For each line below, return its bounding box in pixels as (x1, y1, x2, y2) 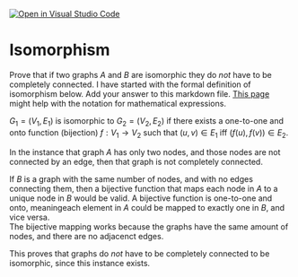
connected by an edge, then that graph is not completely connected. (9, 156, 263, 167)
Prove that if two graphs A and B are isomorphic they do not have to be (9, 69, 272, 80)
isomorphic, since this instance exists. (9, 257, 151, 268)
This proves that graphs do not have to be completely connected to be (9, 247, 270, 259)
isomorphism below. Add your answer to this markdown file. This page (9, 88, 270, 99)
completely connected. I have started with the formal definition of (9, 79, 251, 90)
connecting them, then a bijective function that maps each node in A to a (9, 183, 278, 194)
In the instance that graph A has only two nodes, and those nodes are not (9, 146, 281, 157)
